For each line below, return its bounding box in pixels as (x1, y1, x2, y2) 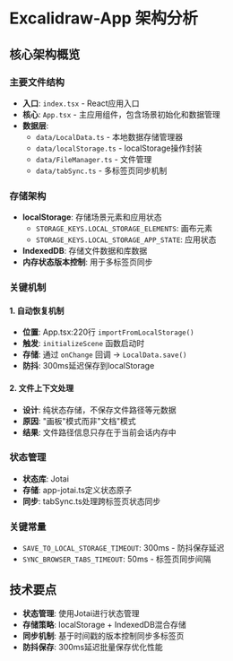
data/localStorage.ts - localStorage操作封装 (35, 143, 203, 153)
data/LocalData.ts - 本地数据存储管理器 (35, 131, 184, 142)
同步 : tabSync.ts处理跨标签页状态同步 (22, 495, 161, 507)
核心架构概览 (9, 47, 81, 62)
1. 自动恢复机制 (9, 305, 65, 316)
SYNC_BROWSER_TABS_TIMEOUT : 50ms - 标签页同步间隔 (22, 553, 211, 565)
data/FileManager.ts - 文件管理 (35, 153, 152, 164)
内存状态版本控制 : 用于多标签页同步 (22, 257, 153, 267)
